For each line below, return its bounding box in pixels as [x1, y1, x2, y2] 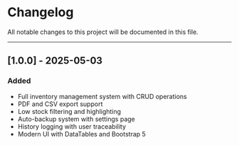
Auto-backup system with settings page [17, 115, 135, 123]
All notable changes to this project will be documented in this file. [7, 28, 199, 36]
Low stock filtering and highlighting [17, 107, 122, 115]
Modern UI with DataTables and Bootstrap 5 [17, 129, 146, 138]
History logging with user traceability [17, 122, 127, 131]
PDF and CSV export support [17, 100, 103, 108]
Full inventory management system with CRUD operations [17, 92, 187, 100]
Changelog [7, 4, 74, 21]
